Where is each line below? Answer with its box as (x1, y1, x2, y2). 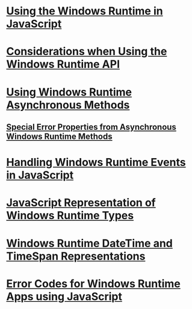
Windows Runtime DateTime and (6, 237, 173, 250)
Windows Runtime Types (6, 209, 134, 223)
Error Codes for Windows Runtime (6, 276, 181, 290)
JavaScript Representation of (6, 196, 156, 209)
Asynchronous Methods (6, 98, 130, 112)
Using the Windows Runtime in (6, 4, 164, 18)
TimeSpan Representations (6, 249, 146, 263)
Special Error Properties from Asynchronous (6, 122, 176, 132)
